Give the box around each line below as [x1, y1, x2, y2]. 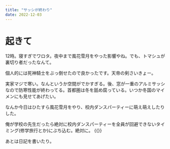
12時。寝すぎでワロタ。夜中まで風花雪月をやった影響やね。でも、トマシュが [5, 53, 165, 59]
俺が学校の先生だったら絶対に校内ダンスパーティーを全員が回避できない [5, 121, 156, 127]
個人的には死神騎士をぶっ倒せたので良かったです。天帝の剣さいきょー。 [5, 70, 156, 76]
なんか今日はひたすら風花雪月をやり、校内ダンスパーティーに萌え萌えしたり [5, 104, 165, 110]
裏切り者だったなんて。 [5, 59, 54, 66]
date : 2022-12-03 [5, 12, 42, 17]
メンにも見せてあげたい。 [5, 93, 59, 100]
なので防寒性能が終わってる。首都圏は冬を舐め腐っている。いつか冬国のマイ [5, 87, 165, 93]
